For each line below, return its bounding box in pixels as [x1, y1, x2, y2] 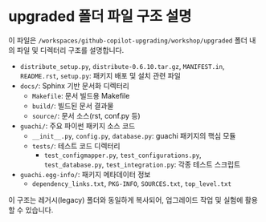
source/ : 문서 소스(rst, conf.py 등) [31, 111, 141, 120]
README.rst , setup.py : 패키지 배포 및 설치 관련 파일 [19, 71, 181, 80]
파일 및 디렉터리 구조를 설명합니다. [16, 45, 125, 54]
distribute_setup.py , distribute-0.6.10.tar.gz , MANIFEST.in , [19, 61, 225, 71]
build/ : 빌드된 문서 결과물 [31, 101, 114, 111]
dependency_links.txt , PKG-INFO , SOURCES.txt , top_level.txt [31, 178, 231, 188]
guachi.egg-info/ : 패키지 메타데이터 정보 [19, 169, 151, 179]
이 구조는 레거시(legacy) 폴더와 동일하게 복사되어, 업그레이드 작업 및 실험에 [8, 195, 243, 204]
